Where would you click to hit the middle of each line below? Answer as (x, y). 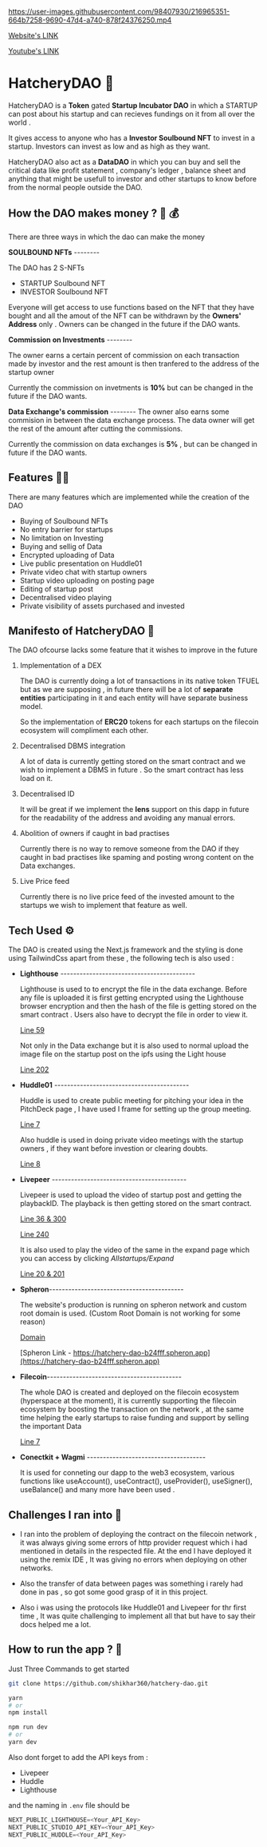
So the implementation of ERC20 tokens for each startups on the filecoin (139, 722)
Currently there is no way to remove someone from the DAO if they (129, 849)
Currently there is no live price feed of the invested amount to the (127, 897)
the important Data (51, 1427)
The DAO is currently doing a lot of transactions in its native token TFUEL (139, 681)
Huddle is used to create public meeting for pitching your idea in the (132, 1101)
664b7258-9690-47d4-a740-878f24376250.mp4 (90, 20)
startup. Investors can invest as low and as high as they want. (109, 146)
